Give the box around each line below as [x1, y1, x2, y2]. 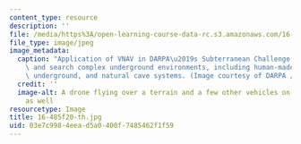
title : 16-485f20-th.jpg [9, 113, 102, 122]
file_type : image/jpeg [9, 38, 94, 47]
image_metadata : [9, 47, 70, 55]
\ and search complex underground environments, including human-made [25, 64, 295, 72]
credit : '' [17, 80, 58, 89]
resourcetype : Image [9, 105, 87, 114]
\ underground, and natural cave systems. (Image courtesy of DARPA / [25, 72, 295, 80]
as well [25, 96, 54, 106]
